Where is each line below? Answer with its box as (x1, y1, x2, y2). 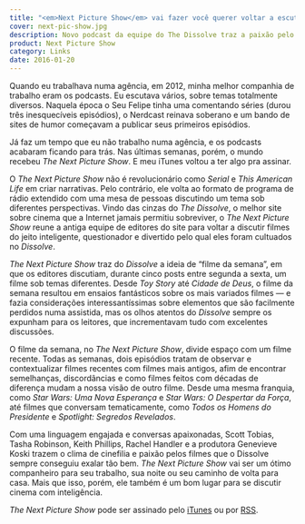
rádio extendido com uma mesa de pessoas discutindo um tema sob (9, 193, 265, 203)
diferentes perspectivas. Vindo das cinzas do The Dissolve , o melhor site (9, 203, 282, 213)
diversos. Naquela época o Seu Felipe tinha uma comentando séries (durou (9, 100, 291, 110)
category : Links (9, 47, 71, 56)
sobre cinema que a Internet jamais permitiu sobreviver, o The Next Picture (9, 213, 290, 222)
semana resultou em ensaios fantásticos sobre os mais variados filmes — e (9, 288, 291, 298)
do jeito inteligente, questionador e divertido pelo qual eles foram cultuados (9, 232, 292, 242)
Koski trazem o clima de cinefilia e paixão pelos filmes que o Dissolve (9, 449, 270, 459)
